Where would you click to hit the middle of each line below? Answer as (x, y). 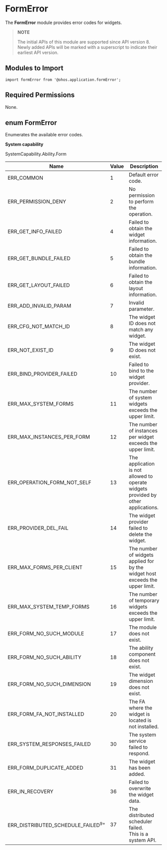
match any (141, 330)
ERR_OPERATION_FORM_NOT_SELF (49, 482)
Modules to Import (34, 68)
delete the (140, 534)
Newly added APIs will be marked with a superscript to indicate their (87, 47)
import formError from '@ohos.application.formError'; (63, 80)
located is (140, 721)
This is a (138, 834)
